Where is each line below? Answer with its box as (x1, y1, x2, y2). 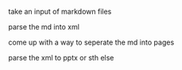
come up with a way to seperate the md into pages (8, 37, 175, 47)
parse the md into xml (8, 22, 79, 31)
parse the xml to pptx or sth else (8, 53, 114, 62)
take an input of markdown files (8, 7, 112, 16)
